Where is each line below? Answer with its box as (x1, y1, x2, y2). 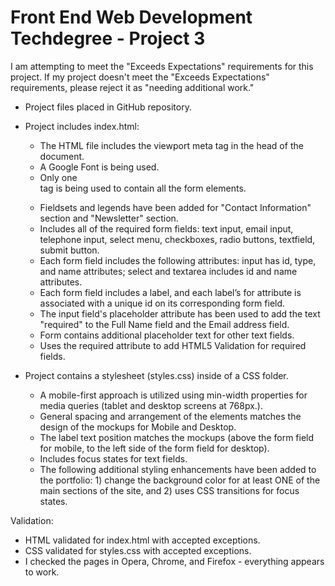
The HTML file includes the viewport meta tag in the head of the (39, 139, 304, 151)
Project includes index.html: (24, 120, 140, 132)
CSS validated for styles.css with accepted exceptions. (24, 544, 252, 556)
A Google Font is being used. (39, 161, 160, 173)
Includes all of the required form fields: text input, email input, (39, 222, 294, 235)
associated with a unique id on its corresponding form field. (39, 297, 286, 309)
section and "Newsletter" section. (39, 212, 179, 224)
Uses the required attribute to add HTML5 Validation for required (39, 339, 307, 351)
